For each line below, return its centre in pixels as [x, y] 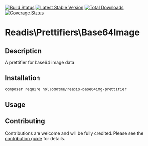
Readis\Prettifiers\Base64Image [72, 33]
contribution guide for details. [35, 138]
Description [23, 51]
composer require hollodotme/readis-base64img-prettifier [66, 89]
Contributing [25, 121]
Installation [23, 78]
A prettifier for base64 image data [40, 62]
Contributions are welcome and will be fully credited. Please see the [74, 133]
